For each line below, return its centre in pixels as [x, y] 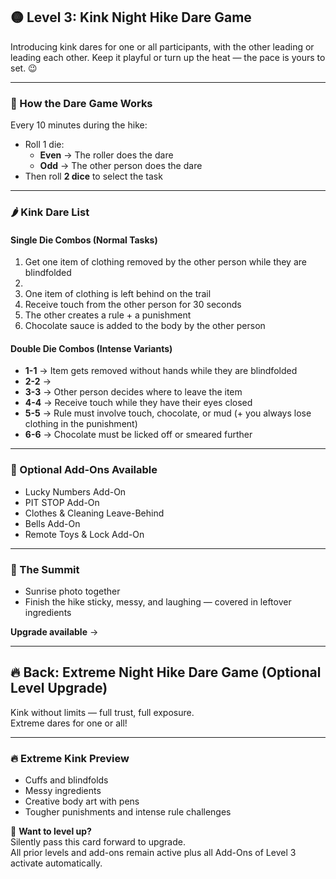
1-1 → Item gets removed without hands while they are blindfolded [161, 371]
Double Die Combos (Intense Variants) [91, 348]
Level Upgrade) [59, 688]
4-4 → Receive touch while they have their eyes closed [138, 403]
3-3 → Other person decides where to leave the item [133, 392]
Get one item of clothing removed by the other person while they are [165, 262]
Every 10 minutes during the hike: [79, 125]
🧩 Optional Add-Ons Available [84, 470]
